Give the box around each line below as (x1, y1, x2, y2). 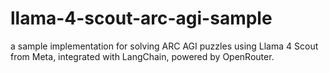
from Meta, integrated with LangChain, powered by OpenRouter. (10, 50, 275, 62)
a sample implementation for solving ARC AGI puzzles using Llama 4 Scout (10, 40, 319, 52)
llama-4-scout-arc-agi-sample (10, 7, 273, 30)
